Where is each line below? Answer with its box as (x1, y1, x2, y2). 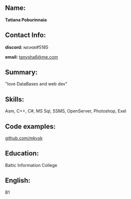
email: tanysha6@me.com (5, 54, 58, 60)
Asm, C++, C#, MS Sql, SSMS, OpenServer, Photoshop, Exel (5, 108, 126, 114)
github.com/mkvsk (5, 135, 43, 141)
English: (5, 177, 31, 185)
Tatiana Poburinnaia (5, 17, 47, 22)
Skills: (5, 95, 24, 103)
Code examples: (5, 122, 56, 131)
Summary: (5, 68, 38, 77)
